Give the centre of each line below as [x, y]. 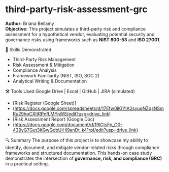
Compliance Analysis [35, 70]
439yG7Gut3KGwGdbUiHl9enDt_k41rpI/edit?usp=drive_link [75, 130]
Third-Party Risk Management [44, 59]
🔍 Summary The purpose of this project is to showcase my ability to [77, 140]
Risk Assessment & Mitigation [43, 65]
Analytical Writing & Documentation [50, 81]
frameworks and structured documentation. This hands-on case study [79, 153]
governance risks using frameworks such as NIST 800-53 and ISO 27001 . [83, 40]
